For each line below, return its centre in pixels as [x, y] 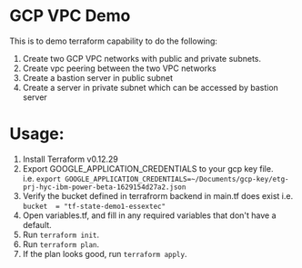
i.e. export [42, 178]
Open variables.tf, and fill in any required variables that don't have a [149, 215]
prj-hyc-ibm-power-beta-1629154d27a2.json [104, 187]
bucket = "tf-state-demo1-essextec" [94, 206]
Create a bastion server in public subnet [98, 77]
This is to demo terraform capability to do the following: [114, 41]
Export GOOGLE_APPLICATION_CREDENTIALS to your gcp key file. [148, 168]
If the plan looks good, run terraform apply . [105, 253]
